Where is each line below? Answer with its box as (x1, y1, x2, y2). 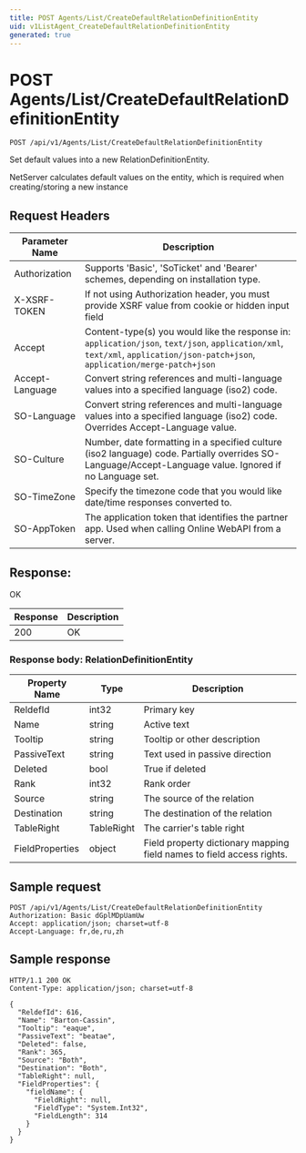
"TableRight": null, (17, 1071, 96, 1080)
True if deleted (143, 762, 207, 775)
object (88, 842, 117, 855)
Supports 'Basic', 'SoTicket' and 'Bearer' (85, 261, 258, 274)
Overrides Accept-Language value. (85, 421, 237, 434)
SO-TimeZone (14, 491, 76, 504)
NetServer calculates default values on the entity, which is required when (9, 172, 284, 183)
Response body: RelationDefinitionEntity (9, 653, 194, 666)
